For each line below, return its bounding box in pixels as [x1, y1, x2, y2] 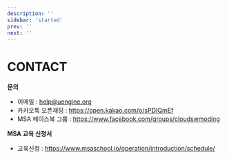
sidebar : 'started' [7, 17, 63, 24]
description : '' [7, 10, 54, 17]
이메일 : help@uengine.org [17, 97, 92, 106]
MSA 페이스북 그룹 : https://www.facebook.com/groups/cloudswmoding [17, 115, 221, 123]
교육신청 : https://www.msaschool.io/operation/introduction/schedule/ [17, 144, 215, 153]
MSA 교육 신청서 [7, 129, 52, 138]
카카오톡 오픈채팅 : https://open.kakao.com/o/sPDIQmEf [17, 106, 174, 115]
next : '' [7, 29, 32, 37]
